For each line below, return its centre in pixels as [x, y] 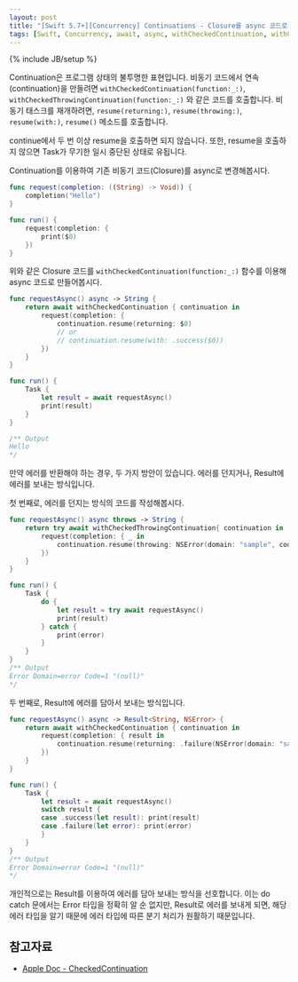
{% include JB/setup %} [53, 59]
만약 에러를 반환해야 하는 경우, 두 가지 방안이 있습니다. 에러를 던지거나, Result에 [147, 473]
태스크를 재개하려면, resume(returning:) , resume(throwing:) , [134, 111]
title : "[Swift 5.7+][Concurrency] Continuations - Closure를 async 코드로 [149, 26]
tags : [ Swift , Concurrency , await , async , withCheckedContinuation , [138, 34]
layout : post [33, 17]
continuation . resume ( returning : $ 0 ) [124, 324]
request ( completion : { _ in [93, 536]
